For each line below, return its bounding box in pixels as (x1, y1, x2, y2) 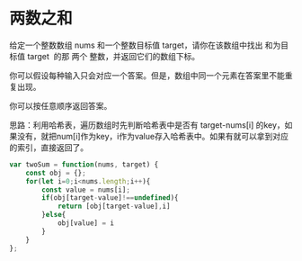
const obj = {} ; (25, 168, 87, 177)
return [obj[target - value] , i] (57, 202, 171, 211)
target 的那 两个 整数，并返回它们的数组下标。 (26, 50, 200, 61)
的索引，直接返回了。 (9, 141, 88, 153)
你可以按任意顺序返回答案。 (9, 100, 112, 111)
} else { (41, 211, 67, 220)
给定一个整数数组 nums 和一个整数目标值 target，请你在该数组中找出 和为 (9, 40, 281, 50)
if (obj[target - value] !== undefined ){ (41, 193, 179, 202)
